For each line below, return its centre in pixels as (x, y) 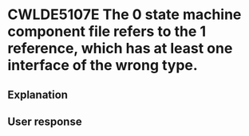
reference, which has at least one (120, 49)
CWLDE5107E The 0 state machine (125, 15)
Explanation (38, 94)
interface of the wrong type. (103, 66)
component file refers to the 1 (107, 31)
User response (45, 121)
